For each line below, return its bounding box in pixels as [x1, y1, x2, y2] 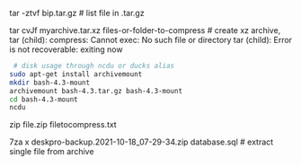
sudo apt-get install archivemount [9, 69, 143, 79]
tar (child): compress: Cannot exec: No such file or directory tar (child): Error [9, 35, 293, 45]
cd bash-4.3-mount [9, 94, 78, 104]
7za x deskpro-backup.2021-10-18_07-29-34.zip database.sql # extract [9, 136, 274, 147]
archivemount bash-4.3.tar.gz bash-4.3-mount [9, 86, 182, 95]
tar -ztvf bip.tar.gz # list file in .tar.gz [9, 8, 146, 18]
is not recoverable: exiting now [9, 44, 123, 55]
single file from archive [9, 146, 94, 157]
